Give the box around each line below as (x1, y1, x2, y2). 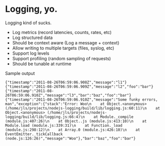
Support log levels (12, 50, 49, 56)
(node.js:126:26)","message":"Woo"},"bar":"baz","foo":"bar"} (5, 136, 136, 141)
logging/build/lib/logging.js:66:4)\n (5, 114, 85, 119)
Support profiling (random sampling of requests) (12, 55, 111, 61)
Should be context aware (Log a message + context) (12, 39, 120, 45)
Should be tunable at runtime (12, 61, 72, 67)
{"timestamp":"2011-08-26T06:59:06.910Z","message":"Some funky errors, (5, 97, 158, 102)
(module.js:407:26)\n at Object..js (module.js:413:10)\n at (5, 118, 147, 124)
